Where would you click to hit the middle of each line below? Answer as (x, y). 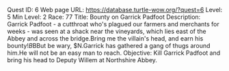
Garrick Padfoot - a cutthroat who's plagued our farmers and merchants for (113, 24)
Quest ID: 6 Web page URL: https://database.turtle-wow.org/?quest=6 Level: (115, 10)
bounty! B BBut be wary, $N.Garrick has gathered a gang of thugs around (109, 46)
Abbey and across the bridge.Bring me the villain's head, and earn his (105, 39)
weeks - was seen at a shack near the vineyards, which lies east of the (107, 31)
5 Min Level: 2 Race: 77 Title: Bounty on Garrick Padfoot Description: (104, 17)
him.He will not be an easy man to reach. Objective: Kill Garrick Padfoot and (114, 53)
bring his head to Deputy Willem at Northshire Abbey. (82, 60)
